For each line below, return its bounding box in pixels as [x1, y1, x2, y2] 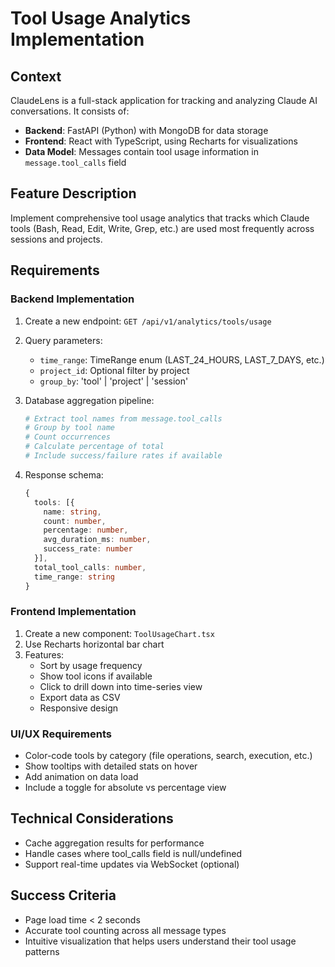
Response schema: [24, 468, 104, 481]
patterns [24, 945, 60, 957]
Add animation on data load [24, 771, 139, 783]
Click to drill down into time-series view [39, 680, 203, 692]
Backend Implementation [10, 292, 135, 306]
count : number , [43, 516, 107, 526]
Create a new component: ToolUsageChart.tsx [24, 627, 215, 639]
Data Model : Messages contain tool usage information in [24, 146, 259, 157]
